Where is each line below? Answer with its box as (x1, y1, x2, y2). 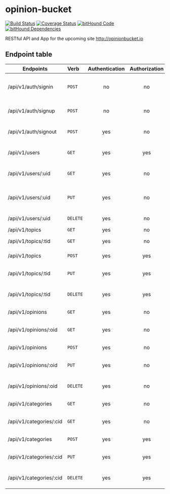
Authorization (130, 65, 164, 72)
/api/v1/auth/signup (8, 107, 56, 114)
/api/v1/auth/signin (8, 83, 54, 90)
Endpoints (22, 65, 48, 72)
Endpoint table (5, 50, 53, 59)
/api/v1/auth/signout (8, 128, 57, 135)
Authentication (88, 65, 125, 72)
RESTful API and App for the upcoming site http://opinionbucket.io (5, 35, 143, 42)
